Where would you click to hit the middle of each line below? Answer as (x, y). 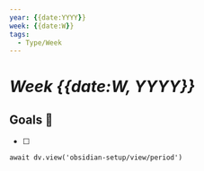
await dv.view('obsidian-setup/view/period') (96, 158)
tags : (19, 34)
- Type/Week (40, 43)
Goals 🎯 (31, 120)
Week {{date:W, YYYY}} (102, 87)
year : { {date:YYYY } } (48, 17)
